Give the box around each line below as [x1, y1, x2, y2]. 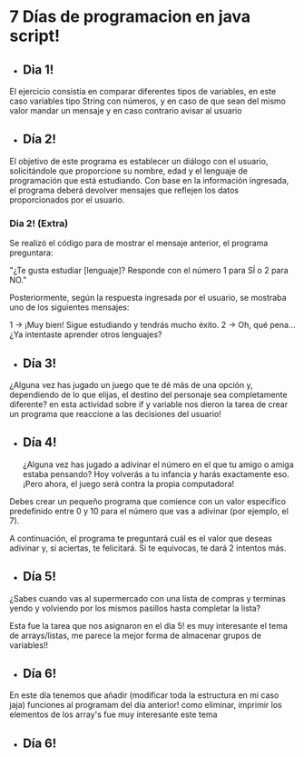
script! [9, 25, 61, 46]
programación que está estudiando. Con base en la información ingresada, [9, 174, 289, 185]
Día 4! [22, 434, 57, 451]
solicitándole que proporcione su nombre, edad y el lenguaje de [9, 165, 248, 176]
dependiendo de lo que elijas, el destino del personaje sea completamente [9, 389, 288, 400]
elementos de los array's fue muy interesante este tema [9, 709, 218, 720]
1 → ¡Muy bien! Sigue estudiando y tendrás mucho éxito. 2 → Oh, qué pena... [9, 320, 296, 331]
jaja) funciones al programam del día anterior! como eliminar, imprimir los [9, 700, 283, 711]
